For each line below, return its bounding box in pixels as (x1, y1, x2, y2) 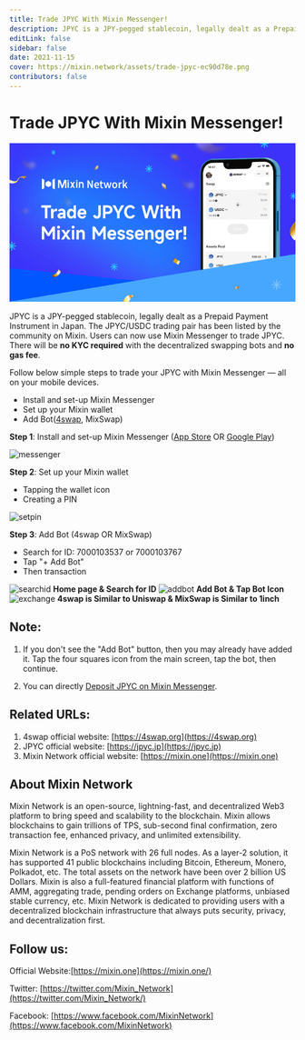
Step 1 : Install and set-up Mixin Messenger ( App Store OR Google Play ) (9, 431, 275, 442)
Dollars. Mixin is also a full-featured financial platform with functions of (9, 876, 275, 887)
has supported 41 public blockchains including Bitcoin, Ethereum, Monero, (9, 857, 287, 868)
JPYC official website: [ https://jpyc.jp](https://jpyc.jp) (22, 741, 222, 752)
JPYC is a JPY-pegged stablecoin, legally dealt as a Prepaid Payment (9, 310, 269, 322)
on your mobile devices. (9, 376, 100, 387)
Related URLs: (9, 707, 91, 723)
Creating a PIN (22, 494, 78, 505)
